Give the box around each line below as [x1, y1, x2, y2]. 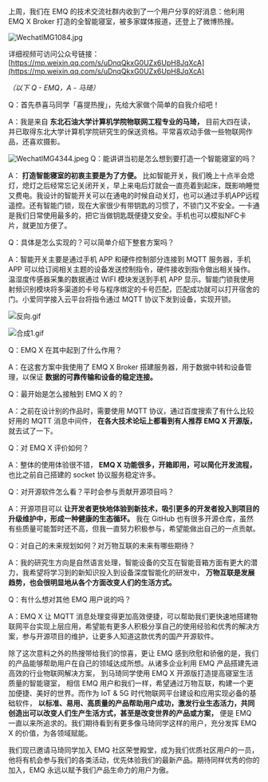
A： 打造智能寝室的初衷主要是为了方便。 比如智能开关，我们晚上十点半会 [8, 171, 248, 180]
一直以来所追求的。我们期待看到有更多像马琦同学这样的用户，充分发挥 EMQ [8, 718, 257, 728]
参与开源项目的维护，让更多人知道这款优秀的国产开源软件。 [22, 632, 218, 642]
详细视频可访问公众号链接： [8, 49, 100, 59]
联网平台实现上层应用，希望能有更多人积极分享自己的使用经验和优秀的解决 [8, 622, 253, 631]
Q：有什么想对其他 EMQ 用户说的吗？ [8, 594, 132, 604]
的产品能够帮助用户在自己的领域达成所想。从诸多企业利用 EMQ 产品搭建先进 [8, 658, 259, 668]
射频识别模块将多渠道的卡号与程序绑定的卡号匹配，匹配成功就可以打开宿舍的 [8, 285, 260, 294]
